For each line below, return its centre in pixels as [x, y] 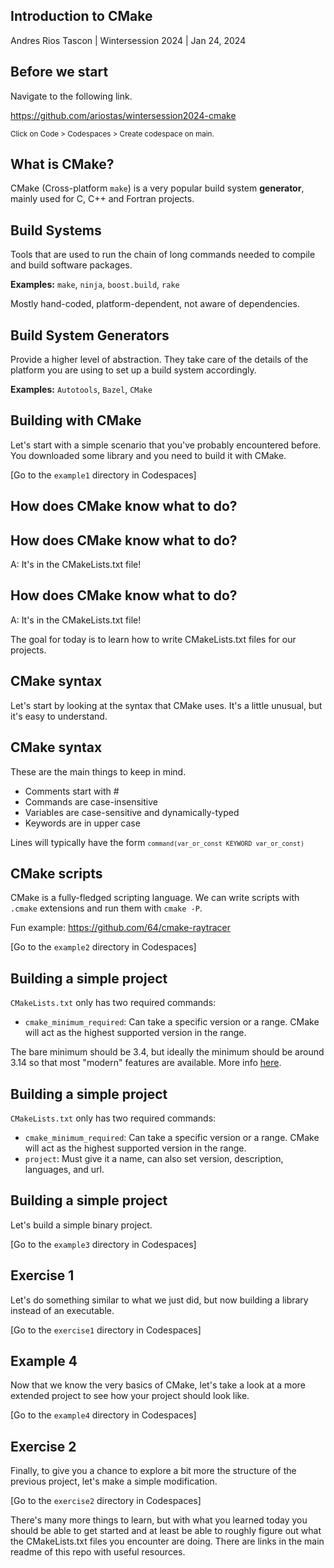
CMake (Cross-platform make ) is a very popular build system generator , [157, 188]
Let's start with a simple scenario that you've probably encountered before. [166, 445]
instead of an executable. [62, 1310]
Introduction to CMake [81, 16]
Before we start [59, 72]
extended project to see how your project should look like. [130, 1396]
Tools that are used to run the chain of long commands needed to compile [163, 255]
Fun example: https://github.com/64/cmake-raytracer [120, 928]
